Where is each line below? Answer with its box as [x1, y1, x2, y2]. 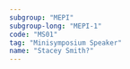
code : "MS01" [9, 30, 58, 39]
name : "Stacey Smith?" [9, 47, 94, 56]
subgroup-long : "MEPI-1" [9, 22, 102, 30]
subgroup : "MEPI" [9, 13, 74, 22]
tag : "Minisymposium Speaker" [9, 38, 123, 47]
